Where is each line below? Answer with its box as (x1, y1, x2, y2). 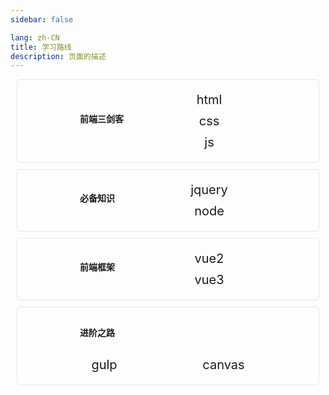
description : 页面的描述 (10, 51, 107, 61)
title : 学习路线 (10, 42, 72, 52)
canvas (202, 357, 245, 373)
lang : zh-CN (10, 32, 60, 43)
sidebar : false (10, 14, 74, 25)
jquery (190, 182, 228, 198)
